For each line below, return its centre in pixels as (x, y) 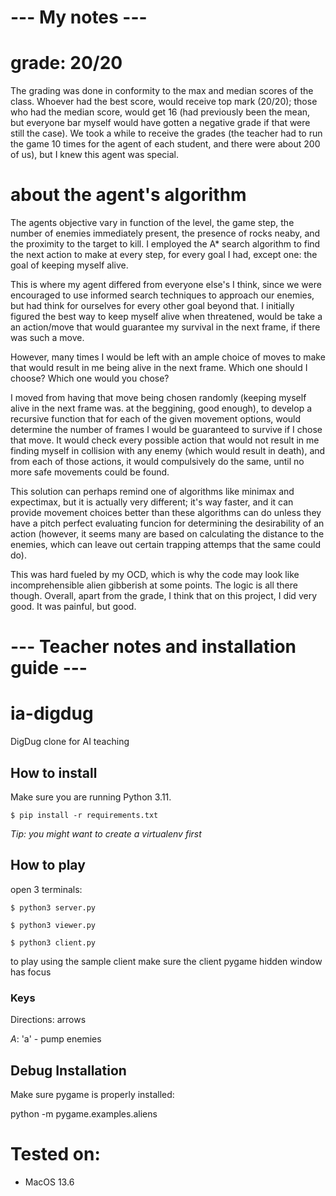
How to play (48, 865)
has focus (31, 972)
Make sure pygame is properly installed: (92, 1094)
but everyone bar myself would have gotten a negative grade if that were (160, 123)
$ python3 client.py (53, 942)
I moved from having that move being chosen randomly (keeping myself (158, 398)
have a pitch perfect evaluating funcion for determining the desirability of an (167, 523)
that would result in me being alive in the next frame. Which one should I (159, 368)
